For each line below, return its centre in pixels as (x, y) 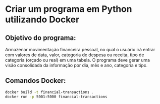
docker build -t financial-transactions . (50, 92)
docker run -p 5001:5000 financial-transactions (56, 97)
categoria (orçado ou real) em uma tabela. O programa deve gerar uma (78, 60)
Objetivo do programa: (41, 38)
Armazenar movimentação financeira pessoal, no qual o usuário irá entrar (80, 50)
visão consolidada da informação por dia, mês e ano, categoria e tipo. (76, 65)
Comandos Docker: (35, 81)
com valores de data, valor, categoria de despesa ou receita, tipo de (75, 55)
